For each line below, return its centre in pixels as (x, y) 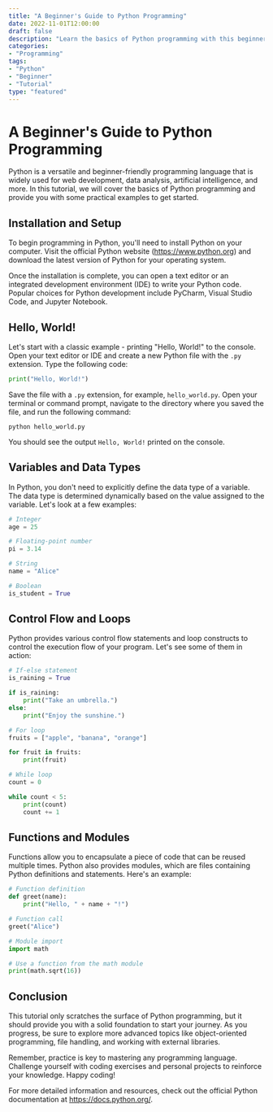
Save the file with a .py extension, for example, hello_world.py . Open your (133, 395)
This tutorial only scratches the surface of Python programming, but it (125, 1016)
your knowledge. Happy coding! (62, 1075)
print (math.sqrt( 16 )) (45, 971)
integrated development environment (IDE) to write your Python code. (125, 285)
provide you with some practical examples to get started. (104, 198)
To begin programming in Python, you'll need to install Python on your (125, 243)
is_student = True (39, 593)
